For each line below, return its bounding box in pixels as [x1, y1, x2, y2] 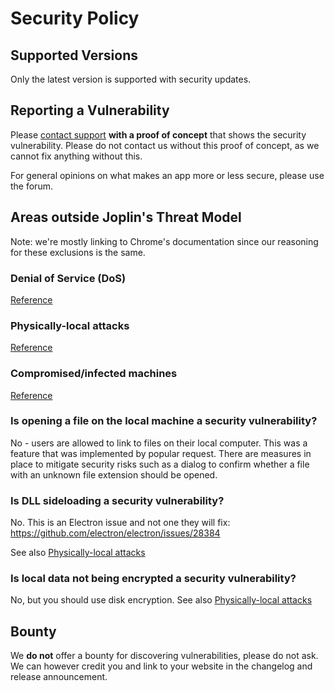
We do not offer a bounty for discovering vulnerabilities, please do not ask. [10, 650, 319, 662]
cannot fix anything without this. [10, 150, 143, 162]
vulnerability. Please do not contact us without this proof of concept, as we [10, 139, 320, 151]
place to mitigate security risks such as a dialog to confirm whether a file [10, 458, 310, 470]
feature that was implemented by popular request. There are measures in [10, 447, 312, 459]
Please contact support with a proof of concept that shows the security [10, 128, 307, 141]
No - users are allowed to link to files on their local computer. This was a [10, 437, 308, 449]
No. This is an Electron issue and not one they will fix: [10, 517, 231, 529]
